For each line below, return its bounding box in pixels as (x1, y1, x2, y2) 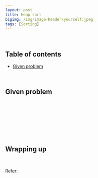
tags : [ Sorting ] (5, 21, 39, 27)
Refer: (5, 168, 18, 174)
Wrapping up (5, 145, 47, 154)
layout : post (5, 7, 33, 13)
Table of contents (5, 50, 61, 58)
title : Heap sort (5, 12, 42, 17)
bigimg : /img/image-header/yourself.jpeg (5, 17, 93, 22)
